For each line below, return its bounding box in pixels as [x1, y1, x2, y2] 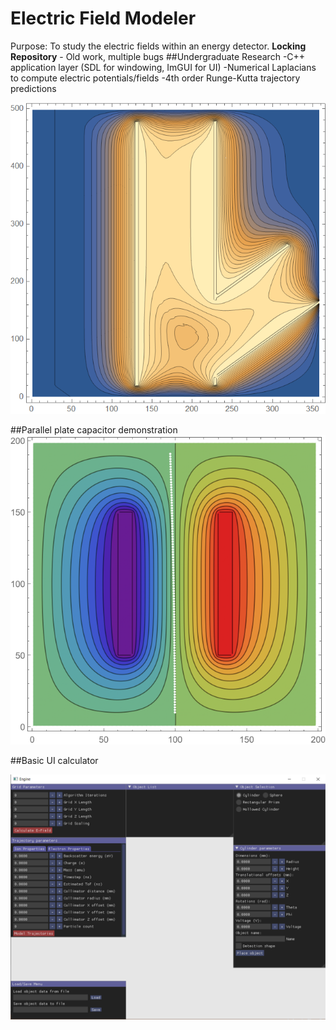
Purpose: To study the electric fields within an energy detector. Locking [10, 40, 307, 52]
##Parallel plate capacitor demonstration [10, 423, 178, 436]
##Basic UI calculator [10, 754, 99, 766]
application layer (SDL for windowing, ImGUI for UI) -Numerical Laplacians [10, 61, 317, 73]
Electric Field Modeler [10, 7, 197, 30]
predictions [10, 82, 57, 94]
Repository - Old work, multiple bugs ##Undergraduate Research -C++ [10, 50, 306, 62]
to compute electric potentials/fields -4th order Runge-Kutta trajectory [10, 72, 301, 84]
